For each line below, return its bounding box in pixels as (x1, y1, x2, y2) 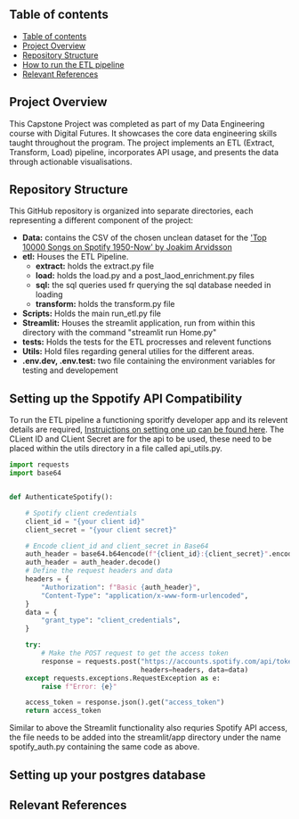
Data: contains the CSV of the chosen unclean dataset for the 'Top (21, 232, 267, 244)
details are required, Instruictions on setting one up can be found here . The (9, 424, 285, 435)
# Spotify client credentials (25, 509, 138, 517)
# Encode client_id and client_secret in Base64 (25, 542, 209, 550)
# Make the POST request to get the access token (41, 649, 229, 658)
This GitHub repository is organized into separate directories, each (9, 205, 254, 217)
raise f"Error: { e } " (41, 682, 117, 691)
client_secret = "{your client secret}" (25, 525, 177, 534)
